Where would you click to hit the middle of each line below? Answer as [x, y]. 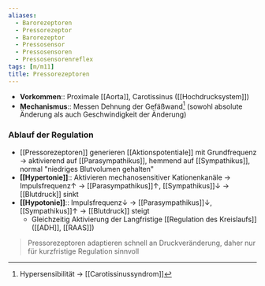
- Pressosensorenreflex [54, 60]
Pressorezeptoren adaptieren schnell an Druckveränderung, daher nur [142, 243]
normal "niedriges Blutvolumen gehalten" [87, 169]
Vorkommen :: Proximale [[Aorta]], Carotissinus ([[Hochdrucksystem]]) [134, 96]
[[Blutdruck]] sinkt [49, 194]
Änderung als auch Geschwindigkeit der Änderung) [103, 114]
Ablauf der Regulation [51, 135]
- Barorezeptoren [44, 23]
